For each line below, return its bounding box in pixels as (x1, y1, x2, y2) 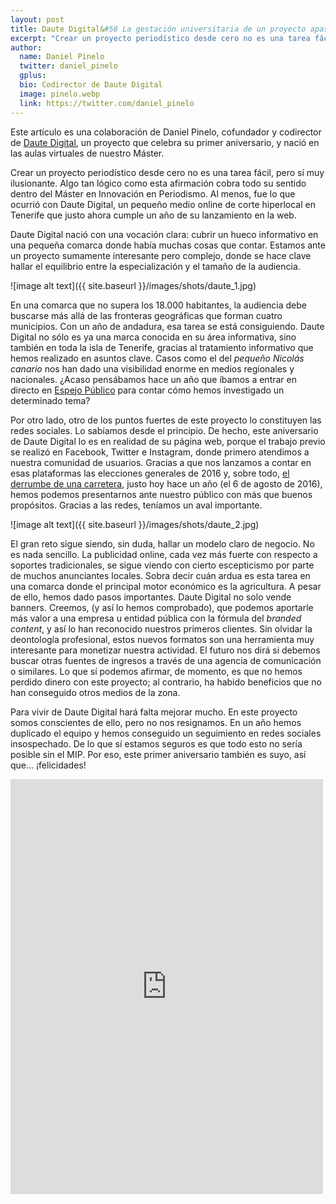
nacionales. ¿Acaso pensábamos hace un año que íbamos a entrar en (10, 373, 297, 385)
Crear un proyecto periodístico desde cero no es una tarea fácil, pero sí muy (10, 166, 325, 178)
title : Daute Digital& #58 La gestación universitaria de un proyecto (10, 24, 307, 34)
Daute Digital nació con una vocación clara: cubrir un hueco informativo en (10, 228, 319, 240)
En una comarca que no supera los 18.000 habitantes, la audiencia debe (10, 299, 307, 311)
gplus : (19, 71, 47, 81)
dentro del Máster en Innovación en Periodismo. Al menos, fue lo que (10, 187, 296, 200)
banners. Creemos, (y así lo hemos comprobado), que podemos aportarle (10, 601, 314, 613)
